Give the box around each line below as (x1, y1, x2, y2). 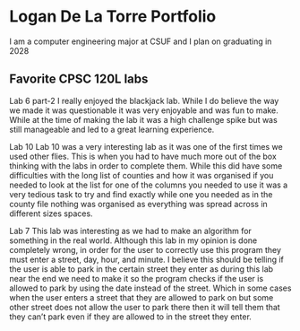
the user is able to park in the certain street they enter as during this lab (9, 263, 274, 274)
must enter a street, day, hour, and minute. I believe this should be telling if (9, 254, 284, 265)
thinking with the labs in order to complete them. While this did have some (9, 160, 283, 171)
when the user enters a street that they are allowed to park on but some (9, 292, 274, 302)
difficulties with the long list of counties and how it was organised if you (9, 170, 274, 180)
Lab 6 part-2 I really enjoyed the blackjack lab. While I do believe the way (9, 95, 279, 106)
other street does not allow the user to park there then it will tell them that (9, 301, 280, 312)
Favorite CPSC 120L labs (9, 72, 149, 87)
